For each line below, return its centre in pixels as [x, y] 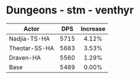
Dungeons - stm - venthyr [70, 10]
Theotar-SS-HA [32, 48]
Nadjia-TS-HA [29, 39]
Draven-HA [25, 57]
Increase [93, 29]
